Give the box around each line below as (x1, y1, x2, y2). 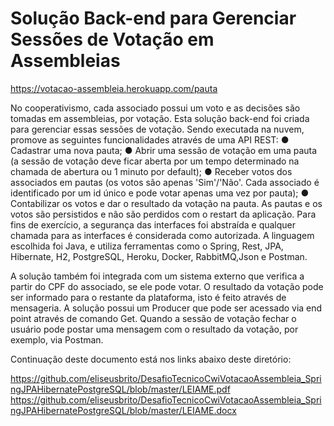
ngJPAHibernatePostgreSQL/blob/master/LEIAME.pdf (10, 383, 231, 395)
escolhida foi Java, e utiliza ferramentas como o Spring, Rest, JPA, (10, 240, 284, 252)
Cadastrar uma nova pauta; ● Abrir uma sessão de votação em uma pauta (10, 144, 318, 156)
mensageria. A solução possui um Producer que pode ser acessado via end (10, 302, 323, 314)
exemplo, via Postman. (10, 333, 104, 346)
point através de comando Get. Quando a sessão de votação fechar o (10, 312, 297, 324)
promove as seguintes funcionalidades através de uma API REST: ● (10, 133, 290, 146)
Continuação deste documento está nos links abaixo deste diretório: (10, 353, 292, 365)
